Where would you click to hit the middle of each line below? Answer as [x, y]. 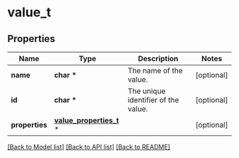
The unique [147, 91]
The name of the [155, 70]
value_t [30, 12]
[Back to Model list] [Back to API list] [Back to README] [89, 147]
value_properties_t [87, 120]
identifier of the [153, 100]
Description [158, 59]
